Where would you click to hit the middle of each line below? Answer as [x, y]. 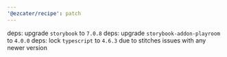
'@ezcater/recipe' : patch [44, 13]
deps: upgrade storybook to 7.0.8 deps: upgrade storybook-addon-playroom [114, 33]
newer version [27, 47]
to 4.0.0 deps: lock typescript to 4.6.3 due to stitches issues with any [107, 40]
